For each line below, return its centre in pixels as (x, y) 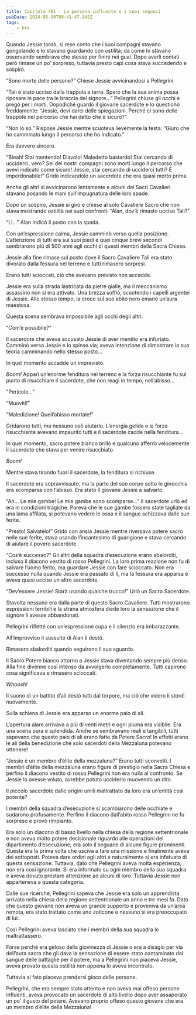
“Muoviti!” (18, 403)
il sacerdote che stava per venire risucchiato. (60, 450)
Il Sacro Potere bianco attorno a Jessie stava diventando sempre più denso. (97, 661)
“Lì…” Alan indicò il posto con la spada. (53, 223)
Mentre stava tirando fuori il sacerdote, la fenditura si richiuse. (81, 473)
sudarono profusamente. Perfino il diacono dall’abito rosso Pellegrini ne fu (95, 815)
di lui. (13, 918)
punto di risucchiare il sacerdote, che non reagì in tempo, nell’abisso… (90, 381)
